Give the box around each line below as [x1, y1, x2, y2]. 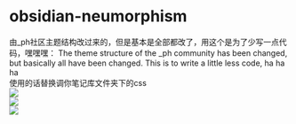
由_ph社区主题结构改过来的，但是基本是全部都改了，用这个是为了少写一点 [9, 36, 280, 47]
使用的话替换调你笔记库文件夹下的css [9, 77, 147, 88]
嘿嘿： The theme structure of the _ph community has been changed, [32, 47, 288, 58]
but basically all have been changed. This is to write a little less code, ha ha [9, 58, 285, 68]
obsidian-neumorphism [9, 6, 188, 27]
